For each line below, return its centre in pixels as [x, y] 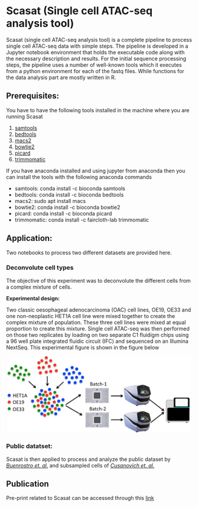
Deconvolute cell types [40, 268]
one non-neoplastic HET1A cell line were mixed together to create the [91, 316]
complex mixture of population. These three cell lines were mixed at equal [96, 322]
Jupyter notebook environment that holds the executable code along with [95, 52]
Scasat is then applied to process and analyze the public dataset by [88, 459]
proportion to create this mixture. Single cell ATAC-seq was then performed [98, 328]
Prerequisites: [33, 96]
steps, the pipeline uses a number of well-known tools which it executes [94, 65]
